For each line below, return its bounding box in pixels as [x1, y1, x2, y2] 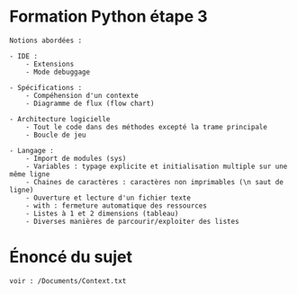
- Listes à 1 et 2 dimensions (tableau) [25, 209, 179, 218]
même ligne [9, 169, 50, 179]
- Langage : [9, 146, 54, 155]
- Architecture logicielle [9, 114, 111, 123]
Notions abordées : [9, 36, 83, 45]
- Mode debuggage [25, 67, 91, 76]
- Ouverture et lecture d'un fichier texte [25, 193, 192, 202]
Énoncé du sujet [9, 247, 133, 267]
